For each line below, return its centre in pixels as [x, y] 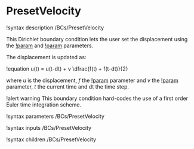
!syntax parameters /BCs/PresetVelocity [55, 116]
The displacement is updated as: [46, 57]
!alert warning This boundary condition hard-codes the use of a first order [97, 98]
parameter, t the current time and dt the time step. [68, 86]
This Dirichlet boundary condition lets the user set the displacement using [97, 39]
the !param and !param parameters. [50, 45]
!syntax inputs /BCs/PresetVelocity [49, 127]
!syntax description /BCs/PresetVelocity [55, 28]
